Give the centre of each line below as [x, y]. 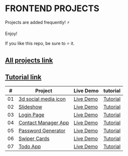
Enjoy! [11, 33]
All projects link [29, 61]
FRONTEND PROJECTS [52, 9]
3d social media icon [42, 99]
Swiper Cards [34, 138]
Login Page [32, 115]
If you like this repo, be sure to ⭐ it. [40, 43]
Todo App [30, 147]
